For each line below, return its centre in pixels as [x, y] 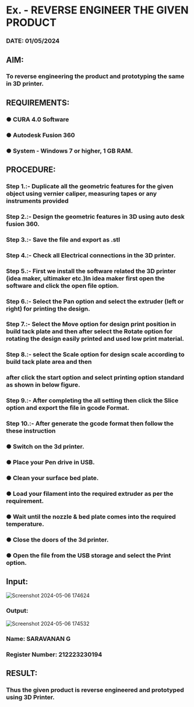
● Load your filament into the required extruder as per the [90, 494]
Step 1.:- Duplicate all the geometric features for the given [90, 186]
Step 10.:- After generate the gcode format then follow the [90, 423]
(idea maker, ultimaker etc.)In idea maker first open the [85, 278]
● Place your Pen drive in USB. [50, 462]
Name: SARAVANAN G [38, 639]
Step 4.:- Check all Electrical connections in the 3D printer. [91, 255]
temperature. [25, 524]
